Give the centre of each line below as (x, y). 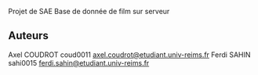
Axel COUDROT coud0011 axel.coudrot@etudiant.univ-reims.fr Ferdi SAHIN (129, 55)
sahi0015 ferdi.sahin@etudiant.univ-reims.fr (79, 62)
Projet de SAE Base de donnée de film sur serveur (89, 11)
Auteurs (29, 36)
